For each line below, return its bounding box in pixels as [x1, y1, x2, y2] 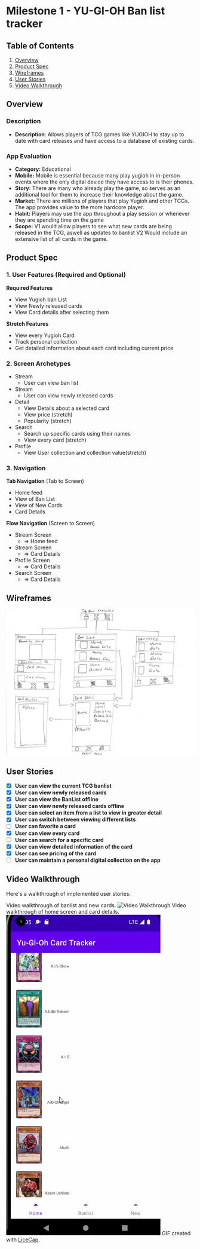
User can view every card [14, 829, 80, 837]
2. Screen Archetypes [6, 359, 71, 368]
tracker [6, 17, 43, 30]
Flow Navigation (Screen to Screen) [6, 520, 96, 527]
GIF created [161, 1229, 191, 1236]
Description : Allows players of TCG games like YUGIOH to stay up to [14, 130, 184, 138]
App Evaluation [6, 152, 52, 160]
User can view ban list [23, 379, 79, 386]
